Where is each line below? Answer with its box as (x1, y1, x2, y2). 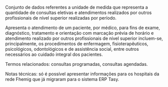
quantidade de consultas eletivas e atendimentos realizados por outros (5, 10, 152, 16)
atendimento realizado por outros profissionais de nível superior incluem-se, (5, 35, 163, 41)
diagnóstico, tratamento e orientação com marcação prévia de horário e (5, 30, 154, 36)
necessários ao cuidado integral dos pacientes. (5, 51, 103, 57)
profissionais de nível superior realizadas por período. (5, 15, 117, 21)
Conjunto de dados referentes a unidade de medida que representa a (5, 5, 148, 10)
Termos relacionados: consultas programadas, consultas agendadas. (5, 61, 148, 67)
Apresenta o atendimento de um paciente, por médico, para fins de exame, (5, 25, 160, 31)
